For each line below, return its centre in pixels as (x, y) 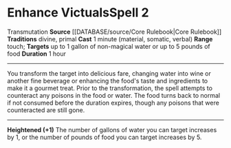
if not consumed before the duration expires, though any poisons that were (113, 103)
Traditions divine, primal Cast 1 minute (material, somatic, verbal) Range (110, 39)
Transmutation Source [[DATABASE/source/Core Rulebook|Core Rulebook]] (114, 32)
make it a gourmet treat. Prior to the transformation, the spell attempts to (110, 88)
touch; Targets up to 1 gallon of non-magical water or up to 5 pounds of (109, 46)
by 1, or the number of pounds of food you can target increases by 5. (104, 137)
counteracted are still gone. (46, 110)
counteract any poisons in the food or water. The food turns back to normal (114, 95)
